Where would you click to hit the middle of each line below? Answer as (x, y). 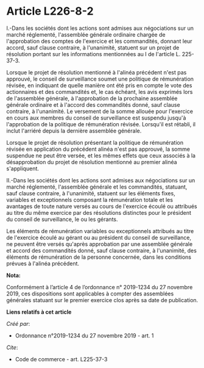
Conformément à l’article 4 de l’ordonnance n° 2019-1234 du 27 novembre (100, 287)
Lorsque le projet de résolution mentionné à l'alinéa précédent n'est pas (97, 72)
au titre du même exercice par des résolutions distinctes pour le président (99, 212)
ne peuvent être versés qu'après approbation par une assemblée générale (100, 244)
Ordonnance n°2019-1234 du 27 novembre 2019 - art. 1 (84, 335)
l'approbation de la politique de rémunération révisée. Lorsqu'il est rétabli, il (101, 124)
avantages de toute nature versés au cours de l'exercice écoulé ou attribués (102, 206)
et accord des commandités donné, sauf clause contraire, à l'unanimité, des (101, 250)
